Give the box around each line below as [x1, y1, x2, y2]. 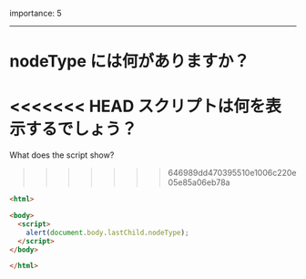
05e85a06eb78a [168, 177, 230, 188]
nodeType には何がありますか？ [9, 51, 250, 72]
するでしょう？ [25, 119, 138, 139]
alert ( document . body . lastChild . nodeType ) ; [25, 228, 189, 237]
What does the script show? [9, 150, 115, 160]
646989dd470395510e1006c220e [168, 168, 297, 179]
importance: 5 [9, 8, 62, 18]
